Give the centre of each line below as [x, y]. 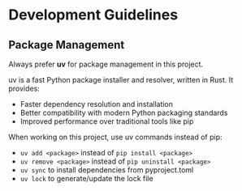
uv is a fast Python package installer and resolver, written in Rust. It [121, 80]
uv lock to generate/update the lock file [86, 178]
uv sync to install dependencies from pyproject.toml [107, 170]
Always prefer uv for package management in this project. [106, 64]
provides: [24, 88]
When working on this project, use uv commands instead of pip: [115, 137]
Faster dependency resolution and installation [96, 104]
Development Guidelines [93, 15]
